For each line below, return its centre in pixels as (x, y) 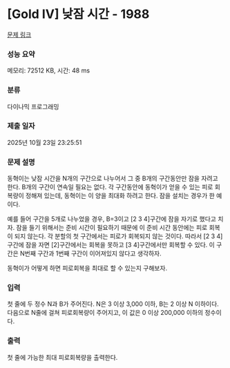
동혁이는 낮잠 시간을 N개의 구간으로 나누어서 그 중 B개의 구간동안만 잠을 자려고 (113, 178)
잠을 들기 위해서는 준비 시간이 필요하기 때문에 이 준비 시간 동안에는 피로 (112, 228)
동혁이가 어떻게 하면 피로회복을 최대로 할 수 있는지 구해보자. (87, 268)
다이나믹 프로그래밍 (33, 106)
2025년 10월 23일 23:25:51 (45, 142)
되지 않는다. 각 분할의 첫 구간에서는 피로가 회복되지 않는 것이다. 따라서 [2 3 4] (118, 236)
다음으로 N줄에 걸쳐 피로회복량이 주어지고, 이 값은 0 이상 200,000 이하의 (105, 313)
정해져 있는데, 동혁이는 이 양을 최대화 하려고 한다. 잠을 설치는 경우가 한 (120, 196)
